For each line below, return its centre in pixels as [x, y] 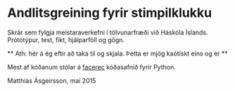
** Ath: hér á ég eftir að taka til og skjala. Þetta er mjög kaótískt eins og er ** [118, 53]
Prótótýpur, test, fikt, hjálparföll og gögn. [66, 39]
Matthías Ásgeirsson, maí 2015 [52, 80]
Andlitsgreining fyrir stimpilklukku [110, 13]
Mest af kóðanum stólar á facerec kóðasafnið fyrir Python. [91, 67]
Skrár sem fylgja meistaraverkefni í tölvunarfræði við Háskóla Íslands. [108, 32]
